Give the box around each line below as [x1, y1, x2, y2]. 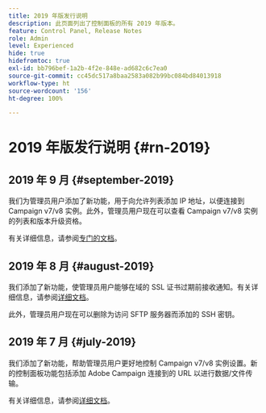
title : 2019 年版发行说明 [8, 11, 89, 20]
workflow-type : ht [8, 79, 70, 87]
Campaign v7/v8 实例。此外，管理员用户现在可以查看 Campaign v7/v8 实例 [8, 206, 258, 216]
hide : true [8, 49, 45, 57]
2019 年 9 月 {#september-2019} [8, 173, 175, 186]
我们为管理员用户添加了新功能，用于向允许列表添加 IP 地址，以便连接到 [8, 196, 245, 206]
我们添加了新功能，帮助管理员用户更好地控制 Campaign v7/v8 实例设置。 [8, 358, 251, 368]
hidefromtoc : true [8, 57, 70, 65]
